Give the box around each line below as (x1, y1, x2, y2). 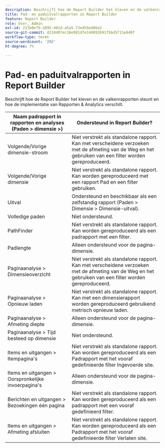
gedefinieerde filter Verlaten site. (71, 434, 147, 441)
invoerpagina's (7, 382, 42, 388)
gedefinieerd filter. (71, 408, 114, 415)
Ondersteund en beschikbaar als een (71, 192, 157, 199)
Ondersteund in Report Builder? (77, 119, 153, 126)
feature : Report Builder (5, 16, 56, 21)
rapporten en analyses (10, 119, 65, 126)
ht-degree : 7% (5, 44, 34, 49)
